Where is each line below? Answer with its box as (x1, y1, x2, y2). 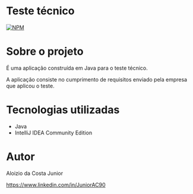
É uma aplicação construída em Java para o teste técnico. (6, 64, 148, 71)
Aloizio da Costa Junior (6, 170, 64, 177)
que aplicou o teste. (6, 82, 55, 89)
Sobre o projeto (6, 45, 84, 58)
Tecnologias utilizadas (6, 103, 120, 117)
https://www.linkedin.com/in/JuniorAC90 (6, 181, 106, 188)
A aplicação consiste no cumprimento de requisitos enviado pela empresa (6, 76, 188, 83)
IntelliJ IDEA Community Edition (14, 129, 93, 136)
